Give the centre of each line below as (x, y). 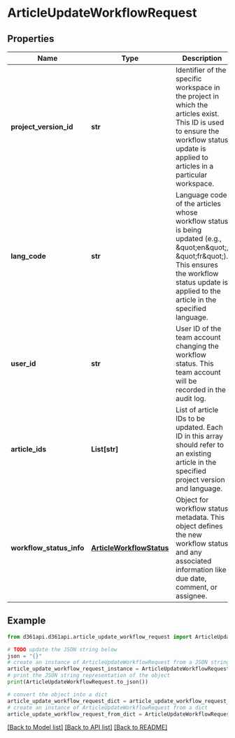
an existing (194, 454)
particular (192, 175)
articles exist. (198, 114)
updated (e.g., (199, 239)
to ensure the (198, 131)
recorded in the (201, 390)
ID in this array (200, 436)
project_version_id (42, 127)
